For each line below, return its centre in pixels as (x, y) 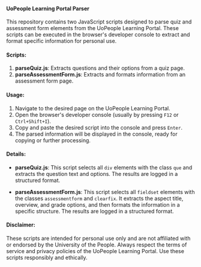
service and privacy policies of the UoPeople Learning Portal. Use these (95, 251)
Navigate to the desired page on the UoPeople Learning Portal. (93, 108)
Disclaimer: (21, 225)
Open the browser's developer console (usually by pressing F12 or (97, 115)
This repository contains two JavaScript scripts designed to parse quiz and (99, 22)
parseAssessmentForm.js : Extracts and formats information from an (100, 75)
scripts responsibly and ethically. (47, 258)
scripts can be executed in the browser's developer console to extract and (98, 35)
